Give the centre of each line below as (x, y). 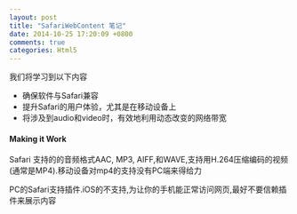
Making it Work (38, 139)
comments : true (37, 42)
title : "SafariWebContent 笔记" (68, 26)
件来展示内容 (32, 201)
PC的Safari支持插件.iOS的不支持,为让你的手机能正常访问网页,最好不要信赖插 (148, 190)
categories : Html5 (43, 51)
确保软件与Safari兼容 (60, 96)
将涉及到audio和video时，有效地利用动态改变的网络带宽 (124, 118)
